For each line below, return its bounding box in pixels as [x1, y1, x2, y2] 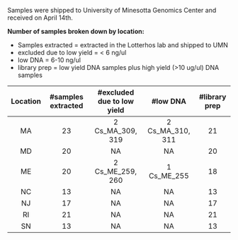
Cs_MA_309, [94, 126, 137, 136]
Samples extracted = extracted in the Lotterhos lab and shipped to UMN [17, 41, 228, 49]
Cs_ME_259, [94, 167, 137, 176]
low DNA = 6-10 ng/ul [17, 56, 81, 64]
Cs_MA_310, [147, 126, 191, 136]
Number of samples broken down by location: [7, 28, 144, 35]
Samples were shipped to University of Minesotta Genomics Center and [7, 6, 217, 14]
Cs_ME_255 [148, 171, 189, 181]
